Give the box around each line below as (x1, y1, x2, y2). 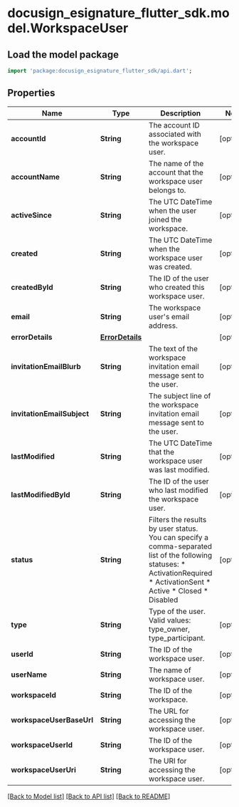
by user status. (148, 524, 198, 533)
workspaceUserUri (11, 764, 77, 774)
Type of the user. (148, 606, 206, 616)
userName (11, 670, 48, 680)
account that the (148, 167, 204, 177)
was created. (148, 261, 192, 271)
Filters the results (148, 514, 207, 524)
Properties (7, 87, 55, 99)
